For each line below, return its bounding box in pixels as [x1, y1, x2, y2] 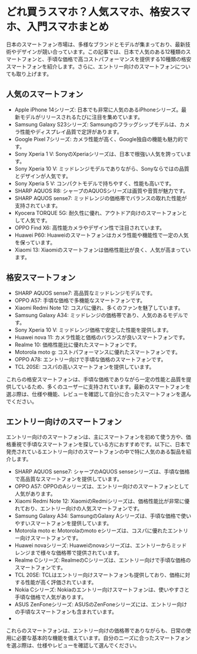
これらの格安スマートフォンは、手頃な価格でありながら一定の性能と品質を [6, 375, 186, 382]
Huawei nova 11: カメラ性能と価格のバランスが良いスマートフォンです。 [14, 333, 188, 341]
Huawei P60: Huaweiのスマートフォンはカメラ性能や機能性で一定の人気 [14, 231, 189, 238]
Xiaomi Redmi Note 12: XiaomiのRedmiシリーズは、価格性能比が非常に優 [14, 498, 190, 505]
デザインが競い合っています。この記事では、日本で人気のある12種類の [16, 48, 186, 55]
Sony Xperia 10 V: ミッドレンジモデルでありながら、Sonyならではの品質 [14, 165, 189, 172]
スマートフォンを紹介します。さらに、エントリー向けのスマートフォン [6, 63, 175, 70]
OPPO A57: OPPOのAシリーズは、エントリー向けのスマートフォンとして [14, 483, 189, 490]
